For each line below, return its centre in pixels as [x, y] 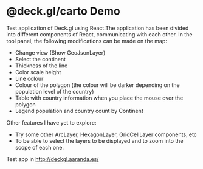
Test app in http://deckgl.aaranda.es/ [53, 159]
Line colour [29, 78]
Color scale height [38, 72]
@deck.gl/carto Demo [63, 11]
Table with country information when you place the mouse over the [99, 98]
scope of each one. [39, 147]
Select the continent [40, 59]
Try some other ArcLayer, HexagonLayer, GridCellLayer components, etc [106, 134]
